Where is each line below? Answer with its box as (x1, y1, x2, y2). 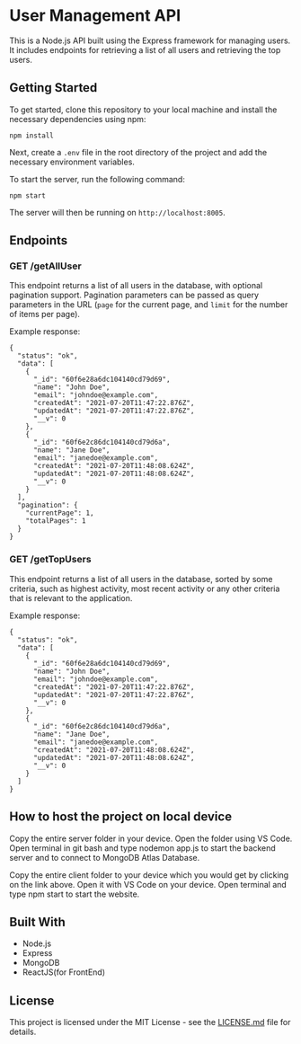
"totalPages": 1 (25, 517, 87, 526)
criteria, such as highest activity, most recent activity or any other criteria (9, 583, 280, 594)
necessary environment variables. (9, 156, 135, 167)
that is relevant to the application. (9, 592, 133, 603)
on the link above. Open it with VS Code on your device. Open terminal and (9, 879, 288, 889)
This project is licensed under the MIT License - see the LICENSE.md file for (9, 1017, 291, 1028)
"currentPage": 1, (25, 509, 94, 518)
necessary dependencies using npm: (9, 113, 146, 124)
